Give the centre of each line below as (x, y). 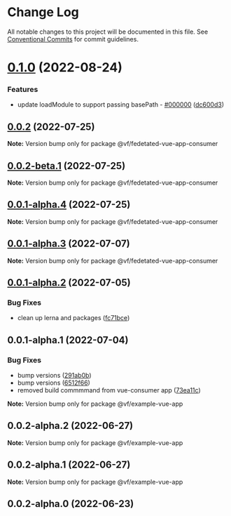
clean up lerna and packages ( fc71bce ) (73, 318)
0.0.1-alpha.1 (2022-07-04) (68, 340)
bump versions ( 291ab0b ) (55, 376)
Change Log (43, 12)
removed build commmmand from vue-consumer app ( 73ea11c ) (109, 390)
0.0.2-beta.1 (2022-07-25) (66, 166)
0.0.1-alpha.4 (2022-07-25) (69, 205)
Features (23, 90)
